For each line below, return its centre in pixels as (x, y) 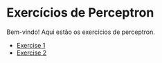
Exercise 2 (31, 53)
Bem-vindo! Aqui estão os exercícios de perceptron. (81, 32)
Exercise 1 (31, 45)
